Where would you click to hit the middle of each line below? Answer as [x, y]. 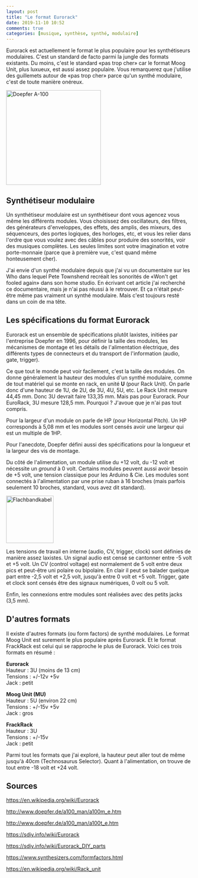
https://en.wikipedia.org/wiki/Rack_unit [53, 869]
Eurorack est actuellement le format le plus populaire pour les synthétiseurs [98, 50]
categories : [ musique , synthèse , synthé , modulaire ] [72, 34]
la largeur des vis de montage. [43, 451]
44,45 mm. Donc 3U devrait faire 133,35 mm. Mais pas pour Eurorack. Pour [98, 396]
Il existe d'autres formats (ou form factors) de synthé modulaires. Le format [98, 633]
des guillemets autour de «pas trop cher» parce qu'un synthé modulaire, [94, 76]
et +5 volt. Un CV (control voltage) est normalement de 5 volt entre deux [94, 564]
